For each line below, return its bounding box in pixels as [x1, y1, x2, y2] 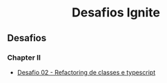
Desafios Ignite [71, 5, 161, 21]
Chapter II [7, 53, 41, 62]
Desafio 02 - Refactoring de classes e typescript [17, 68, 156, 76]
